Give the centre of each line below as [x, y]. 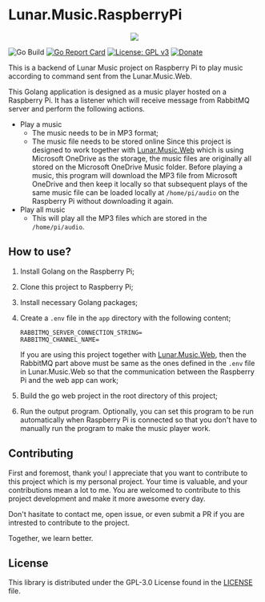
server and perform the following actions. [77, 108]
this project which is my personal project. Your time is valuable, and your [128, 481]
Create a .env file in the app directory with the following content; [125, 318]
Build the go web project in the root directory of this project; [118, 396]
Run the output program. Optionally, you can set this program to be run [137, 411]
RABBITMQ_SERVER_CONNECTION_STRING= [81, 332]
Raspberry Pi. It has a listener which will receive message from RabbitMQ [129, 100]
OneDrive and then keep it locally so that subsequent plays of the [140, 184]
